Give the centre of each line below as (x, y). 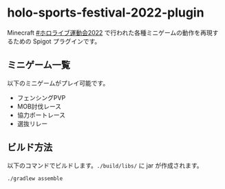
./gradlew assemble (35, 178)
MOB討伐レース (39, 106)
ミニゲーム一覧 (39, 65)
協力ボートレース (41, 115)
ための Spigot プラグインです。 (57, 41)
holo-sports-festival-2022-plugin (106, 13)
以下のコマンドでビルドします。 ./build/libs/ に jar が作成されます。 (105, 165)
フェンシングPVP (41, 97)
